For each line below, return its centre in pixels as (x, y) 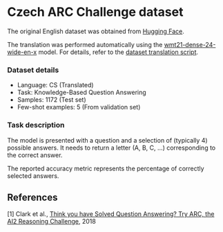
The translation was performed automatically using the (85, 44)
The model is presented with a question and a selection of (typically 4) (108, 140)
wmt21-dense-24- (190, 44)
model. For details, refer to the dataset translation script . (118, 52)
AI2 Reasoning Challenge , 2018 (52, 222)
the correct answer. (35, 155)
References (32, 197)
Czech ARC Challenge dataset (95, 12)
